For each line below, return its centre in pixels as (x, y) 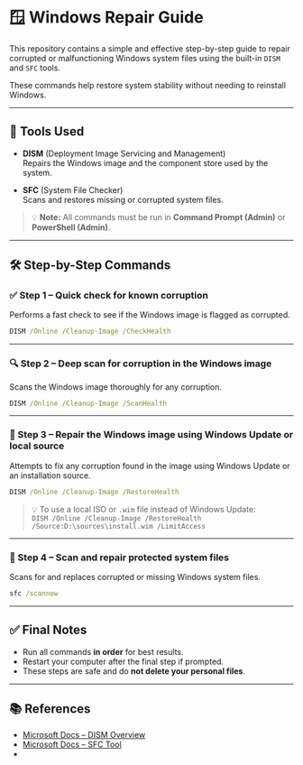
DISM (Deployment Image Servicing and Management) (124, 153)
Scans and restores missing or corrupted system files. (123, 199)
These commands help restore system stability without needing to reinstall (148, 85)
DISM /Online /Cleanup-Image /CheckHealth (90, 332)
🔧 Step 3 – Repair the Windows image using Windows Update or (151, 435)
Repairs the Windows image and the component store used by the (145, 162)
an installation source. (50, 475)
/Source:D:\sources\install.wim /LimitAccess (118, 526)
